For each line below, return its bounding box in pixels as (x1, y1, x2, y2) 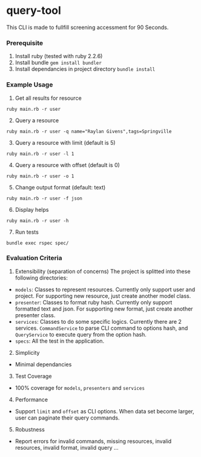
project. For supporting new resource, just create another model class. (15, 292, 191, 300)
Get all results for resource (15, 94, 82, 102)
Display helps (15, 206, 49, 213)
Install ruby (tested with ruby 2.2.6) (15, 53, 103, 60)
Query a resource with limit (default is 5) (15, 139, 116, 146)
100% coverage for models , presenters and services (15, 384, 145, 391)
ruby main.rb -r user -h (6, 217, 69, 224)
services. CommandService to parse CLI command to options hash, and (15, 324, 188, 332)
